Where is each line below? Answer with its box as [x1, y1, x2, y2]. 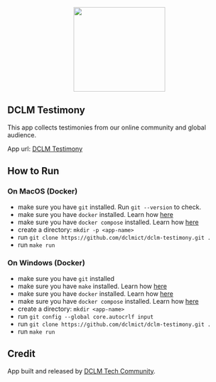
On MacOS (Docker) [7, 186, 78, 196]
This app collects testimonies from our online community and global [7, 123, 206, 132]
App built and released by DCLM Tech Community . [7, 366, 156, 375]
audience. [7, 130, 37, 139]
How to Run [7, 165, 60, 177]
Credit [7, 348, 36, 360]
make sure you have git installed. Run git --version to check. [17, 203, 201, 211]
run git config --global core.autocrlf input [17, 312, 154, 320]
